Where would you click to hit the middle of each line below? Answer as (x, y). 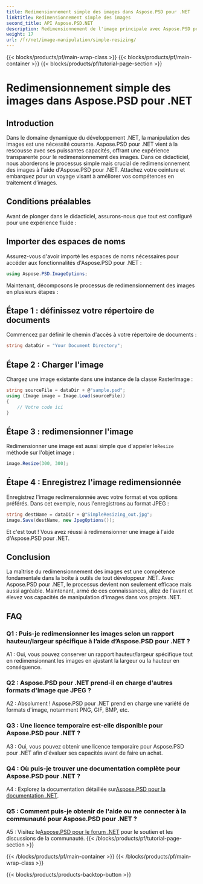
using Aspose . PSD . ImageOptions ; (47, 274)
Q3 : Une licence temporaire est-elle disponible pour (85, 726)
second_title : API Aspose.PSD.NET (50, 23)
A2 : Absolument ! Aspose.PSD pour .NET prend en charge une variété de (98, 704)
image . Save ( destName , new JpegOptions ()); (60, 520)
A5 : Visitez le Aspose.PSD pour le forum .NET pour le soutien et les (90, 832)
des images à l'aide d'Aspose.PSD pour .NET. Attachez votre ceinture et (96, 170)
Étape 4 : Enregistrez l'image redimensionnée (94, 482)
